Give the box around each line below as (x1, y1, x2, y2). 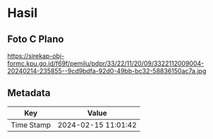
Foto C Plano (7, 33, 64, 45)
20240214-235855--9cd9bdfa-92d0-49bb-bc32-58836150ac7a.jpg (7, 67, 207, 75)
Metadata (7, 87, 51, 99)
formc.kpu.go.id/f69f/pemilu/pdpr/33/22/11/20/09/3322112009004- (7, 59, 205, 68)
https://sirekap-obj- (7, 52, 65, 60)
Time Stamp (11, 120, 51, 130)
